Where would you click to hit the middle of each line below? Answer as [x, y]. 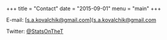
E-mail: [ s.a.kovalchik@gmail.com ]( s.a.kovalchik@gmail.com [81, 20]
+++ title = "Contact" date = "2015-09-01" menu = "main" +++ [84, 9]
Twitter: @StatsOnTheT [35, 31]
